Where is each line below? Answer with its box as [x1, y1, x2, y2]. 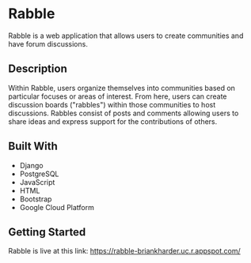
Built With [8, 140, 58, 153]
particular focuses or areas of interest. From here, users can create [8, 92, 227, 101]
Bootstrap [19, 194, 52, 204]
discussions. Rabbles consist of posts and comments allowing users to [8, 108, 239, 118]
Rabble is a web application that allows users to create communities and [8, 31, 244, 40]
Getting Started [8, 225, 86, 239]
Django [19, 160, 44, 170]
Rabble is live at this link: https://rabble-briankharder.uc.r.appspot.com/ [8, 246, 241, 256]
